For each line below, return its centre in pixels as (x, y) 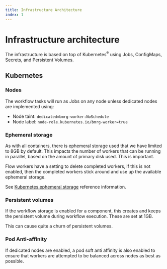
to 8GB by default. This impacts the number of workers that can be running (83, 151)
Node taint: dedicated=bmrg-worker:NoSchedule (61, 116)
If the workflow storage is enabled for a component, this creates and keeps (83, 211)
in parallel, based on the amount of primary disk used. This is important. (80, 157)
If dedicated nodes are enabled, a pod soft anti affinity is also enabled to (80, 250)
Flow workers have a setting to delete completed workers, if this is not (78, 166)
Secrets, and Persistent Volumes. (39, 60)
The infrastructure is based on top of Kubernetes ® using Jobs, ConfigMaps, (84, 54)
